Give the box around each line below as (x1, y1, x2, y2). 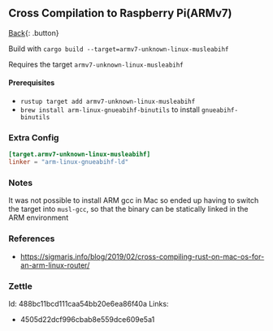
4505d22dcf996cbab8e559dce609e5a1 (19, 314, 155, 324)
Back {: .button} (8, 28, 59, 37)
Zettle (8, 280, 32, 291)
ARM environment (8, 213, 69, 222)
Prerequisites (8, 78, 55, 88)
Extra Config (8, 131, 59, 143)
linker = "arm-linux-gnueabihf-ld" (8, 158, 129, 166)
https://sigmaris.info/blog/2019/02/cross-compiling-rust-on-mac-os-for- (19, 251, 265, 261)
